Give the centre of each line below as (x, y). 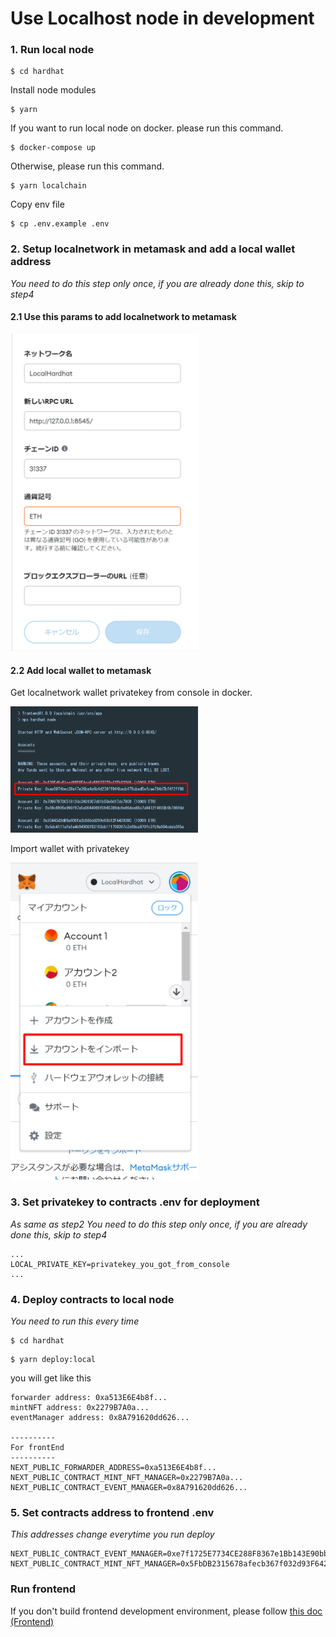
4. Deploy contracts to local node (92, 1299)
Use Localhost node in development (162, 18)
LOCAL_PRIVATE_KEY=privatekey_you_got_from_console (120, 1264)
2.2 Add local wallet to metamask (81, 670)
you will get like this (51, 1378)
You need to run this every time (75, 1321)
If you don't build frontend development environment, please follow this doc (166, 1611)
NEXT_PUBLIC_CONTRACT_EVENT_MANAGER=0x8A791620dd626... (129, 1488)
